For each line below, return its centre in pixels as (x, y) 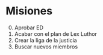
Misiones (29, 11)
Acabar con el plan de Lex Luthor (56, 33)
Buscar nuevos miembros (46, 47)
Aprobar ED (29, 27)
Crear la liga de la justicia (45, 40)
